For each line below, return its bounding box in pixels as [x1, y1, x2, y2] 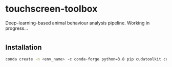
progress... [5, 25, 28, 31]
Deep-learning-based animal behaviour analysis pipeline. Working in [5, 20, 150, 26]
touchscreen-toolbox [5, 3, 98, 15]
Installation [5, 43, 42, 52]
